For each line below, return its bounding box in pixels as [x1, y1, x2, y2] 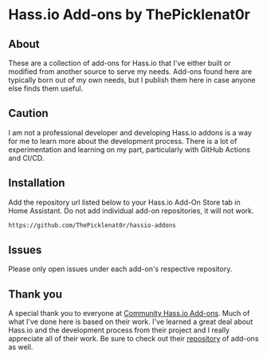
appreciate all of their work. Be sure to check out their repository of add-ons [8, 334, 259, 344]
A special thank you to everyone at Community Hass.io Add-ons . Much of [8, 309, 250, 318]
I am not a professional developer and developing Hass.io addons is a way [8, 127, 253, 137]
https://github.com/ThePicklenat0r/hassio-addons [8, 221, 177, 229]
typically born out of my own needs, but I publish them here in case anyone [8, 76, 257, 84]
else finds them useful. [8, 84, 84, 93]
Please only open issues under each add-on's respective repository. [8, 264, 233, 274]
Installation [8, 177, 65, 190]
